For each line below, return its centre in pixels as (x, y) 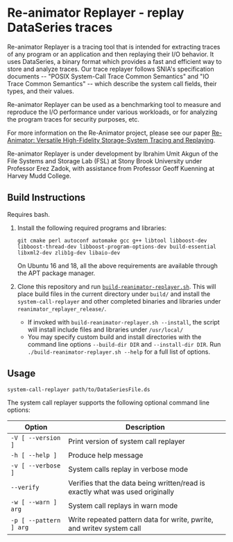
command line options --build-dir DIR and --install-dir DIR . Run (124, 344)
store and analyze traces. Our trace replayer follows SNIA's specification (111, 69)
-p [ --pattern (36, 520)
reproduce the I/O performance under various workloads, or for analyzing (112, 112)
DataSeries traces (60, 27)
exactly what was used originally (121, 491)
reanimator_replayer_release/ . (62, 309)
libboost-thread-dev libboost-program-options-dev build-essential (116, 247)
